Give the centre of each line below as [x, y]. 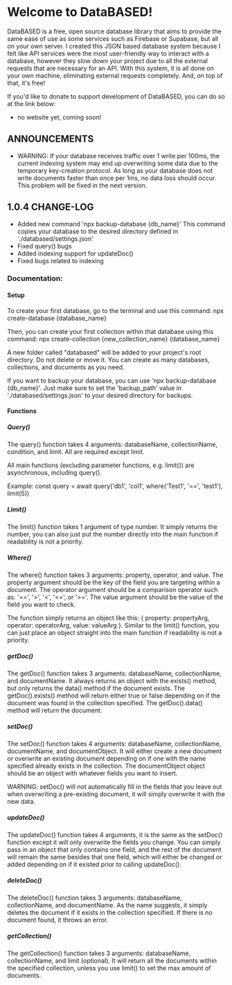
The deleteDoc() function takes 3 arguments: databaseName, [95, 898]
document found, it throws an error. [58, 920]
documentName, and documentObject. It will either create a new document [115, 751]
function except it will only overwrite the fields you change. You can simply [114, 842]
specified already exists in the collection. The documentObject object [106, 766]
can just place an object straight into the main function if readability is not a [115, 633]
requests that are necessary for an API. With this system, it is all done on [111, 68]
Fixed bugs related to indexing [60, 260]
